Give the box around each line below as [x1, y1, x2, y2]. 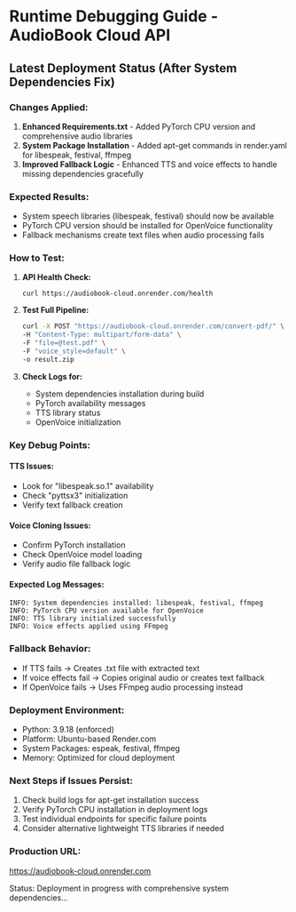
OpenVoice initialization [35, 416, 121, 428]
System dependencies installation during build [35, 388, 205, 399]
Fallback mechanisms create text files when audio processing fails [21, 229, 265, 241]
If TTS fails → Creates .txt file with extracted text [21, 662, 200, 673]
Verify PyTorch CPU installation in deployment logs [21, 804, 208, 815]
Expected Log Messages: [9, 579, 105, 589]
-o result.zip [21, 355, 74, 364]
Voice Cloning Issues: [9, 520, 91, 531]
